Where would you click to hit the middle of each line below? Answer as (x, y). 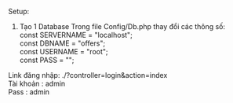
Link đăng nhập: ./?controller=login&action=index (88, 75)
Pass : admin (29, 92)
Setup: (19, 11)
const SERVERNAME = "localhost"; (76, 35)
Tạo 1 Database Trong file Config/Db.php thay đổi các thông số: (122, 26)
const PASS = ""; (47, 60)
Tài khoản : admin (37, 83)
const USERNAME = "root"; (64, 51)
